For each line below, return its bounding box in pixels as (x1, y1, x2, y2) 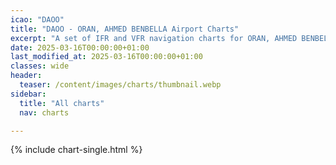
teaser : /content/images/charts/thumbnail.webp (19, 80, 222, 90)
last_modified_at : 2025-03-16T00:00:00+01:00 (10, 52, 203, 62)
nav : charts (19, 107, 70, 118)
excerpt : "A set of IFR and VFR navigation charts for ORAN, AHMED (10, 33, 298, 43)
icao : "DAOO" (10, 14, 65, 25)
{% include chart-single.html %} (10, 144, 143, 156)
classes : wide (10, 61, 70, 71)
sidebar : (10, 89, 47, 99)
